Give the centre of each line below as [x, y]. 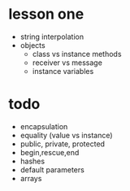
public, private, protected [63, 144]
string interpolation [52, 37]
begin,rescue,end [50, 152]
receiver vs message [67, 63]
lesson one [46, 14]
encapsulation [44, 126]
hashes [32, 161]
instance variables [63, 71]
